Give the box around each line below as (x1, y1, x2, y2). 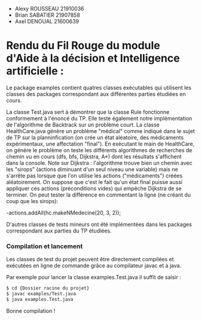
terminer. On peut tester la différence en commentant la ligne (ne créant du (6, 191, 191, 198)
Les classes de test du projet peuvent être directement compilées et (6, 256, 174, 263)
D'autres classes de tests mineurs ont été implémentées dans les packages (6, 221, 193, 228)
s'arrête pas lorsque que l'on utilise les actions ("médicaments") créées (6, 172, 183, 179)
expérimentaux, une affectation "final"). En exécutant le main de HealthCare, (6, 140, 195, 147)
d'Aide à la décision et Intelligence (6, 52, 180, 65)
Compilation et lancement (6, 242, 83, 250)
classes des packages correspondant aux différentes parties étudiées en (6, 90, 186, 98)
